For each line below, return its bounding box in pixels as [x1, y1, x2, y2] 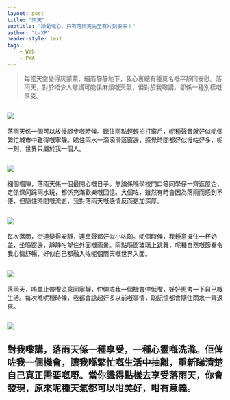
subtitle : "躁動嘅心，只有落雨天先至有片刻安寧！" [7, 23, 136, 30]
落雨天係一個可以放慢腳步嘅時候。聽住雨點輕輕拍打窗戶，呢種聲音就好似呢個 [7, 127, 223, 135]
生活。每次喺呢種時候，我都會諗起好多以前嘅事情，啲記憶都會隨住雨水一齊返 [7, 294, 223, 302]
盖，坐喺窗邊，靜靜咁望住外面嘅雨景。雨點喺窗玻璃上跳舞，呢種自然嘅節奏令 [7, 241, 223, 249]
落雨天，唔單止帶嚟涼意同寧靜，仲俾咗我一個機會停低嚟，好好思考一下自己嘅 [7, 285, 223, 293]
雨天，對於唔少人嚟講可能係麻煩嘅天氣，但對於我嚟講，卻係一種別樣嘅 [23, 83, 222, 91]
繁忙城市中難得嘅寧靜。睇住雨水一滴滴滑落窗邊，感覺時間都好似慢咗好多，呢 [7, 135, 223, 144]
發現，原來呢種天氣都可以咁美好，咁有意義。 [7, 382, 196, 394]
